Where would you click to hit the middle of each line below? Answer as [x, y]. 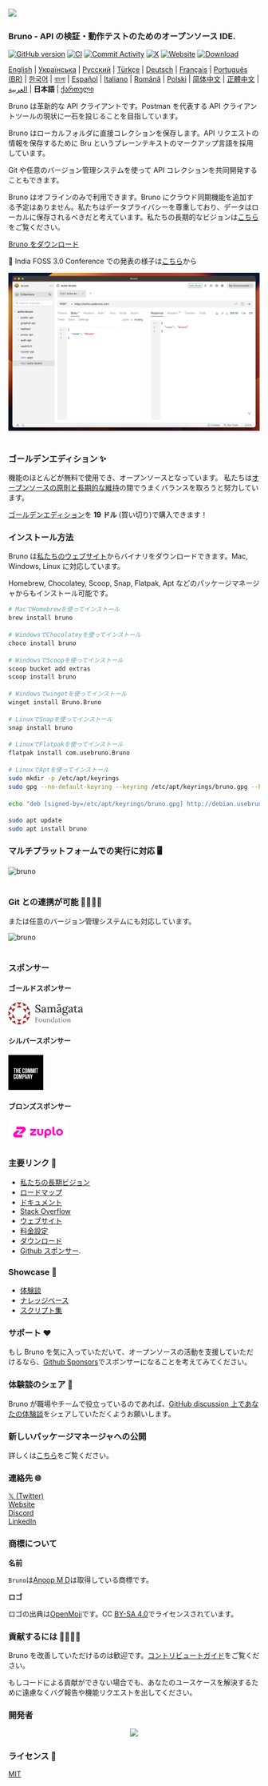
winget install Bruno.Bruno [55, 703]
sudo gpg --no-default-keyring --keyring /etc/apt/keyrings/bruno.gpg [128, 787]
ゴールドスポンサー [40, 988]
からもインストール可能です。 [64, 593]
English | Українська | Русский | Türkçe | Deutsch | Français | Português [128, 70]
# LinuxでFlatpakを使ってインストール [66, 745]
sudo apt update [35, 821]
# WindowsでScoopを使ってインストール [66, 660]
